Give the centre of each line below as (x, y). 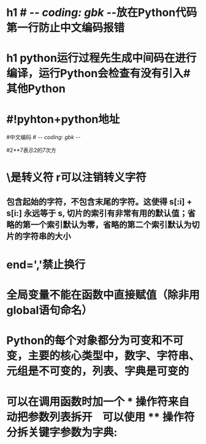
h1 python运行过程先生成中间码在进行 (101, 58)
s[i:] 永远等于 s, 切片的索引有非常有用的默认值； (97, 213)
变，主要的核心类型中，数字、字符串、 (103, 356)
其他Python (36, 89)
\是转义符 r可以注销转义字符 (76, 177)
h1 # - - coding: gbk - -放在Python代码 (102, 13)
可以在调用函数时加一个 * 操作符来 (93, 401)
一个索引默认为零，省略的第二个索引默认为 (111, 224)
